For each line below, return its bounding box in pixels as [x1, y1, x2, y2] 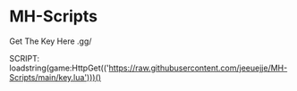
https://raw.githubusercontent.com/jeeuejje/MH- [108, 62, 288, 73]
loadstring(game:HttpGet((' [9, 62, 109, 73]
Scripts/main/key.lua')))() [9, 71, 101, 82]
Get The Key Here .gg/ [9, 36, 92, 46]
